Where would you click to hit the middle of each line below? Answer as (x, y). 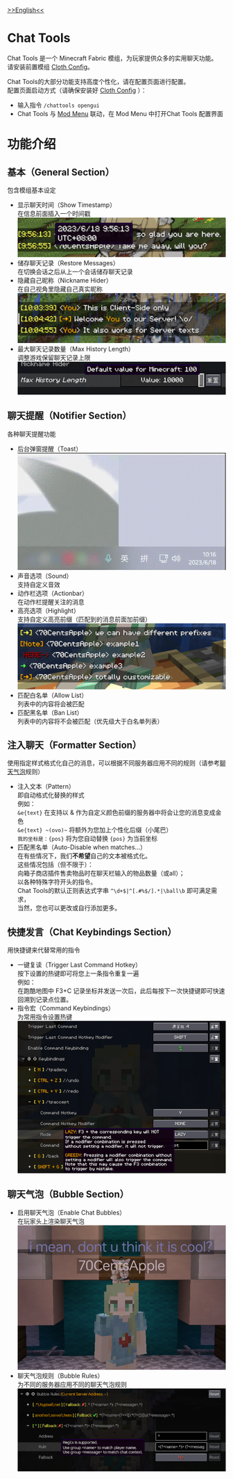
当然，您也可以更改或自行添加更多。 (69, 908)
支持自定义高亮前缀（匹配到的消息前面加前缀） (84, 619)
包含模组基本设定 (32, 190)
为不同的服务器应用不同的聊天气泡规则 (72, 1385)
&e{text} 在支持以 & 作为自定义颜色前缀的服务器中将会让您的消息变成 (116, 812)
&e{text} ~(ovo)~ (42, 830)
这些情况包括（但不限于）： (55, 864)
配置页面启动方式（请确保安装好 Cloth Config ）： (77, 90)
